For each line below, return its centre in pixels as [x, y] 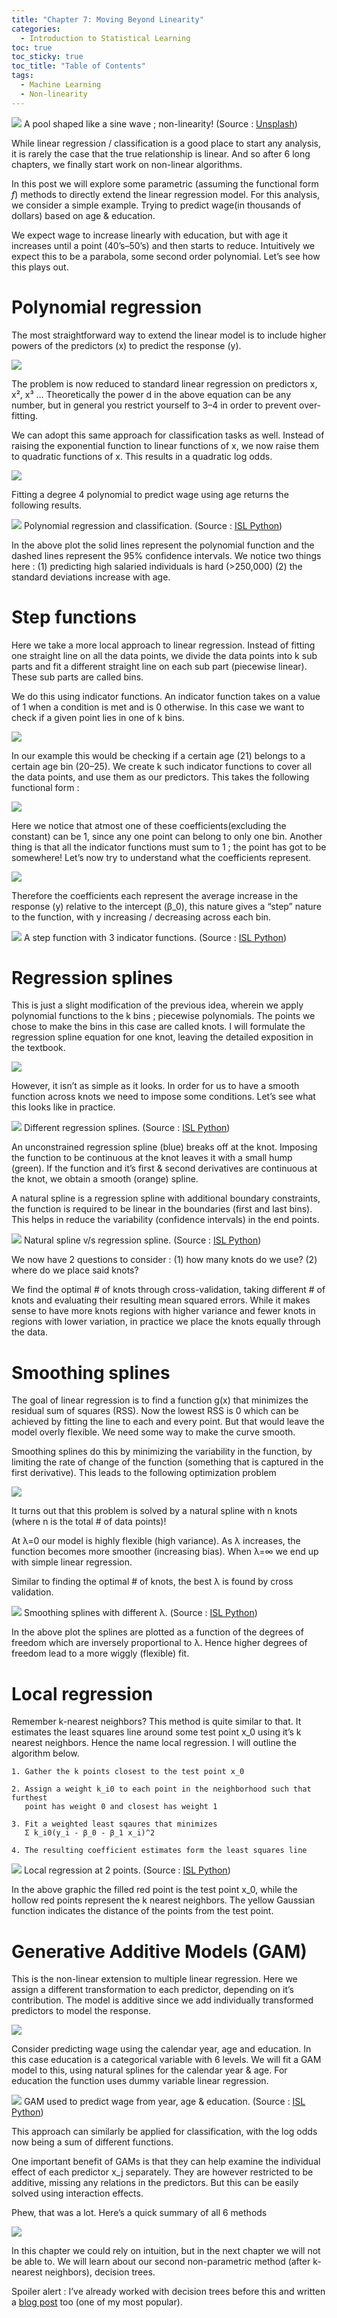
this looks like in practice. [63, 1107]
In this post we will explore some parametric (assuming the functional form [165, 183]
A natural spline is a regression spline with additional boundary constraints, [166, 1198]
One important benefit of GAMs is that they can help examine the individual [166, 2162]
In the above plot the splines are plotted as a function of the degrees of [157, 1632]
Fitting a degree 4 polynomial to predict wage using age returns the [150, 494]
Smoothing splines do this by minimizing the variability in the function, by [162, 1452]
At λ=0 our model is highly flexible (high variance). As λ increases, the [156, 1541]
